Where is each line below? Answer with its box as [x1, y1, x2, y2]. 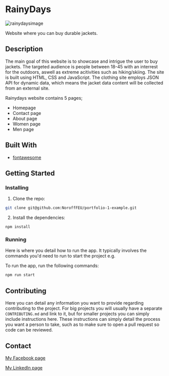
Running [5, 236, 27, 243]
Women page [12, 120, 41, 127]
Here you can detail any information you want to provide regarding [5, 300, 144, 306]
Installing [5, 184, 29, 191]
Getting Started [5, 169, 55, 178]
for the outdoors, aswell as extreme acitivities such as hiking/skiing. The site [5, 69, 164, 75]
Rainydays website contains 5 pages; [5, 95, 82, 101]
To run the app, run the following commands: [5, 263, 99, 269]
